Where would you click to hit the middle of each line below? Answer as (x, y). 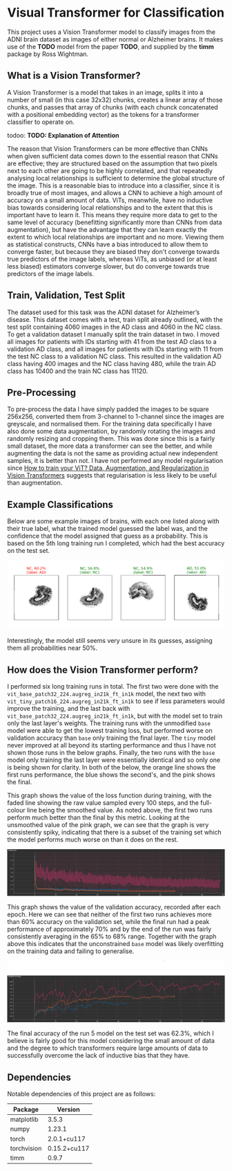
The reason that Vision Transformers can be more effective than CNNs (108, 148)
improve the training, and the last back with (69, 708)
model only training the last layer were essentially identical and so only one (114, 760)
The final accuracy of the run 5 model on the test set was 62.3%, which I (110, 1033)
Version (69, 1109)
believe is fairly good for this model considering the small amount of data (111, 1041)
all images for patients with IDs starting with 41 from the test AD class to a (112, 341)
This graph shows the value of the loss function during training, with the (109, 795)
